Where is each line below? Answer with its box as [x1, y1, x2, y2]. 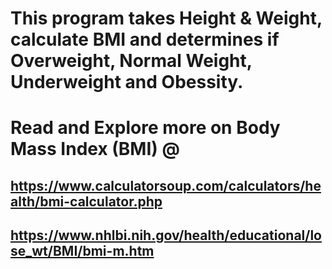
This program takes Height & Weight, [10, 7, 323, 30]
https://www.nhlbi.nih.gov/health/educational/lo [10, 227, 322, 244]
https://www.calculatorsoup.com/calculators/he [10, 177, 322, 194]
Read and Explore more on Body [10, 117, 281, 139]
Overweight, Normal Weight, [10, 50, 253, 72]
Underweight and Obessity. [10, 71, 244, 94]
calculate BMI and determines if [10, 28, 280, 51]
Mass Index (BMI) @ [10, 138, 180, 161]
